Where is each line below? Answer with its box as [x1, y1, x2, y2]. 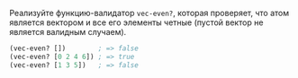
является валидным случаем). [9, 27, 127, 37]
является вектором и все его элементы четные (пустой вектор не [9, 17, 264, 28]
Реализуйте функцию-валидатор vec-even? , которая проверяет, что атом [9, 8, 290, 18]
